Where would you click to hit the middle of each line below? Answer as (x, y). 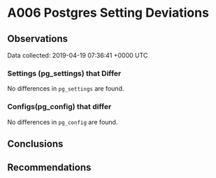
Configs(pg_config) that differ (59, 107)
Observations (38, 39)
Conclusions (35, 143)
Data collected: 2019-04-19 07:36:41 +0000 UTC (78, 55)
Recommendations (49, 168)
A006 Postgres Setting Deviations (108, 13)
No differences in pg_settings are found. (66, 89)
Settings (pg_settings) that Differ (64, 73)
